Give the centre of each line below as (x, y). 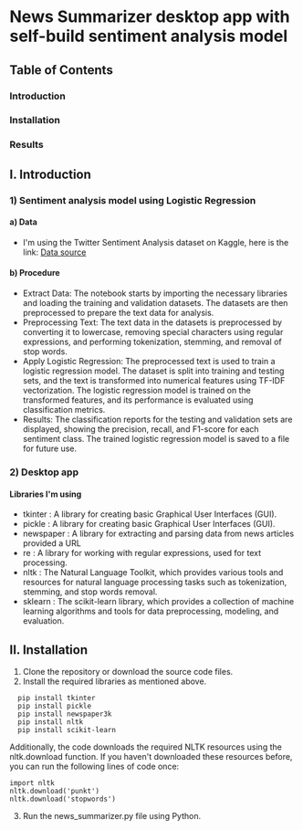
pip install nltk (51, 722)
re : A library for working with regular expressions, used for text (142, 553)
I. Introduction (50, 174)
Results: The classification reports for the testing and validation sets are (157, 420)
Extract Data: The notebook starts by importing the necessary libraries (155, 293)
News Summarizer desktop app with (150, 17)
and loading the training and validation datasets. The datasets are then (155, 303)
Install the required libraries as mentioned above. (115, 681)
